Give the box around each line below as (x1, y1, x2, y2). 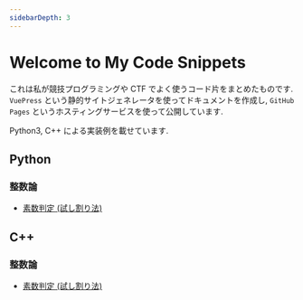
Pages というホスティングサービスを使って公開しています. (9, 106, 223, 117)
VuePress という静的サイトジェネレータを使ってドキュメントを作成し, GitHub (9, 94, 295, 105)
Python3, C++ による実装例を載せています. (9, 125, 169, 136)
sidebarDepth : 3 (9, 13, 71, 23)
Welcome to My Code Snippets (9, 52, 246, 72)
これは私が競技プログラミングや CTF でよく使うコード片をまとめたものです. (9, 83, 294, 94)
